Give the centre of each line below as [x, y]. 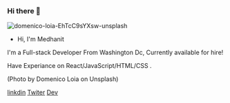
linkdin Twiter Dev [33, 93]
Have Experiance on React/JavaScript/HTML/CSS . [79, 66]
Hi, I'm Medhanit [40, 39]
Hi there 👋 [24, 11]
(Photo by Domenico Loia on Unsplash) [63, 79]
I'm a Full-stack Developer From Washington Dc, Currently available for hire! [115, 53]
